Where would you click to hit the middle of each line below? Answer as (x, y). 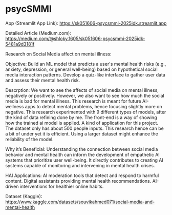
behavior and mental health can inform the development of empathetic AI (82, 154)
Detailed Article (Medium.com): (38, 33)
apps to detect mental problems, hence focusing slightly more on (93, 106)
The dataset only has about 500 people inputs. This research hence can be (84, 128)
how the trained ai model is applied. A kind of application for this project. (82, 123)
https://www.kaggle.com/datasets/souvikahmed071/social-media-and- (80, 202)
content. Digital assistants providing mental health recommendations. (78, 181)
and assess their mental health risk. (43, 80)
